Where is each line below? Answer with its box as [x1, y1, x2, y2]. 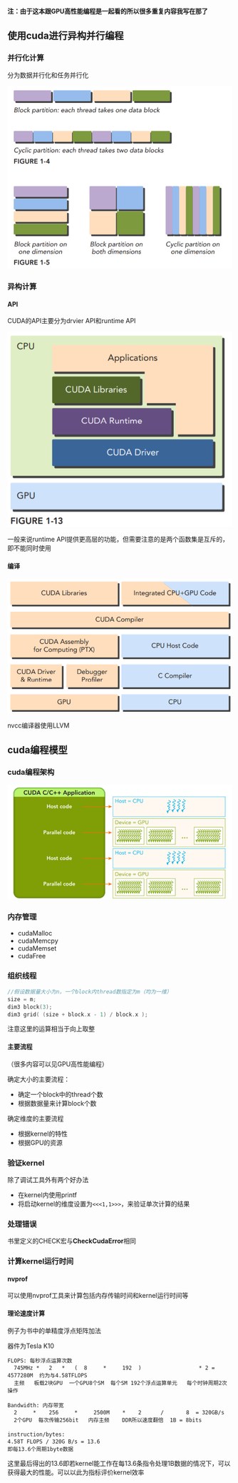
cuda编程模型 [7, 744, 68, 756]
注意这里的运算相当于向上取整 [7, 1025, 95, 1033]
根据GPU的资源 [17, 1138, 63, 1146]
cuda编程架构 [7, 768, 55, 778]
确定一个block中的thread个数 [17, 1090, 103, 1098]
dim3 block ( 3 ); [7, 1003, 53, 1011]
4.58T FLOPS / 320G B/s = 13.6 [7, 1438, 100, 1445]
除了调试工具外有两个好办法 [7, 1175, 89, 1184]
